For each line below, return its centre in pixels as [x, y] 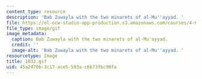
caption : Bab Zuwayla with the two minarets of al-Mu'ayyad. [90, 39]
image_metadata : [26, 34]
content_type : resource [36, 12]
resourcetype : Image [32, 56]
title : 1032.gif [26, 61]
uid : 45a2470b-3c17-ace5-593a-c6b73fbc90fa [62, 67]
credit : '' [25, 45]
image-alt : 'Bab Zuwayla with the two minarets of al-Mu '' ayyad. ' [98, 50]
